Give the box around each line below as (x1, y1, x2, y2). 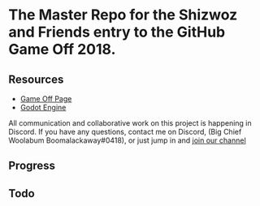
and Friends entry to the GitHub (8, 23, 226, 41)
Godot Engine (19, 103, 67, 112)
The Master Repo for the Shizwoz (8, 6, 238, 24)
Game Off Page (19, 94, 72, 103)
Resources (8, 72, 64, 86)
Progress (8, 159, 55, 173)
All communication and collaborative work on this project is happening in (8, 118, 252, 127)
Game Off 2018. (8, 41, 116, 58)
